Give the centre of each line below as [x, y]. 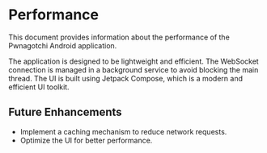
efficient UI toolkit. [39, 87]
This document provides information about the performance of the [119, 37]
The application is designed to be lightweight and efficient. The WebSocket [133, 61]
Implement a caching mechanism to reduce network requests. [123, 131]
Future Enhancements [66, 112]
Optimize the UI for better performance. [86, 140]
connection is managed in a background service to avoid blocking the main [133, 69]
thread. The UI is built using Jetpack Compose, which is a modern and [126, 78]
